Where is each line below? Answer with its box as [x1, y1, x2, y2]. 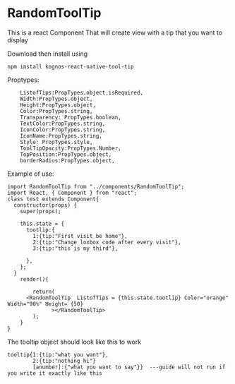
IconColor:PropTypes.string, [20, 126, 106, 133]
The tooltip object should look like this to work [7, 337, 142, 346]
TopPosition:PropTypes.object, [20, 150, 112, 158]
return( [32, 288, 55, 295]
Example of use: [7, 169, 54, 178]
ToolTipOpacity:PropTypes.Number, [20, 145, 121, 152]
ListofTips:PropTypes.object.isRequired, [20, 89, 143, 96]
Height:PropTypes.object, [20, 101, 97, 109]
